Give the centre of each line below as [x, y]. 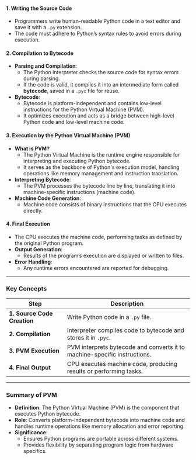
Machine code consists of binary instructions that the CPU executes [105, 204]
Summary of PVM [32, 395]
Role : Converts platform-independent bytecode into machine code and [99, 420]
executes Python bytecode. [47, 414]
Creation [21, 321]
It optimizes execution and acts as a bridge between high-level [99, 116]
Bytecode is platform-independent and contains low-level [92, 103]
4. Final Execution [28, 224]
